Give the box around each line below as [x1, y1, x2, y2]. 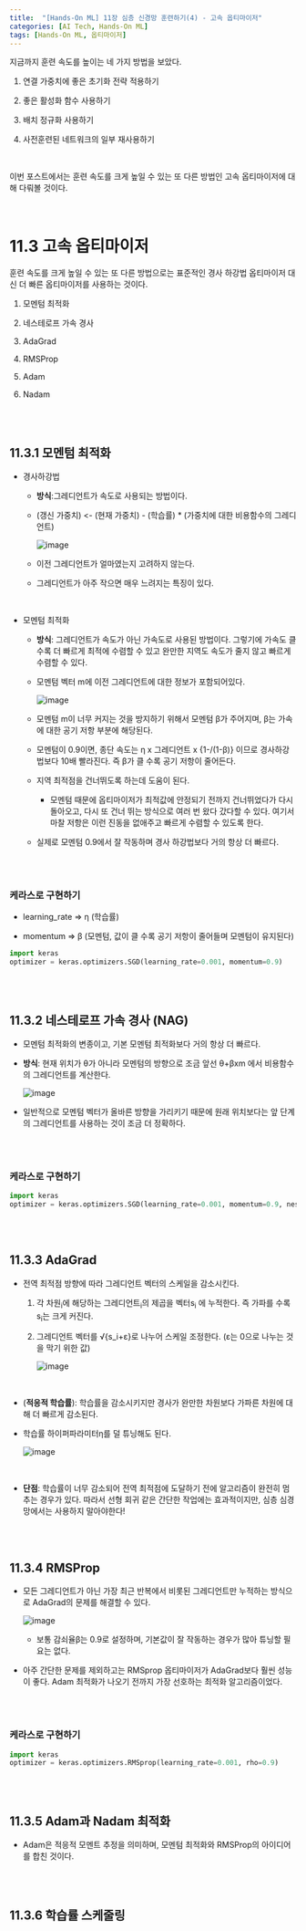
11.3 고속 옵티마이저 [9, 235, 149, 256]
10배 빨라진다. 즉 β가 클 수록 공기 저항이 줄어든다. [60, 756, 237, 767]
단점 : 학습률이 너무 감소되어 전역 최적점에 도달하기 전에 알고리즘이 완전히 [22, 1483, 280, 1494]
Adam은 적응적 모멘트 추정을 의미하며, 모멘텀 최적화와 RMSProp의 [22, 1840, 260, 1851]
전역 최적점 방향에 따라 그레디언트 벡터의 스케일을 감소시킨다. [22, 1278, 240, 1289]
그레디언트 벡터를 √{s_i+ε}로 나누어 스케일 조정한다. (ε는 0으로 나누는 [36, 1331, 284, 1342]
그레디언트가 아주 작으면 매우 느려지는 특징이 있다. [36, 578, 214, 589]
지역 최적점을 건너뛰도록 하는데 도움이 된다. [36, 775, 190, 786]
